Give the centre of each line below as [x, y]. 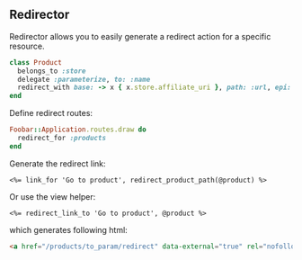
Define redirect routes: [51, 113]
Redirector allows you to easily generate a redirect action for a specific [140, 36]
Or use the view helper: [53, 196]
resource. [27, 46]
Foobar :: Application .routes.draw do [78, 130]
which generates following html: [68, 229]
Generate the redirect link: [58, 163]
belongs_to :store [52, 71]
